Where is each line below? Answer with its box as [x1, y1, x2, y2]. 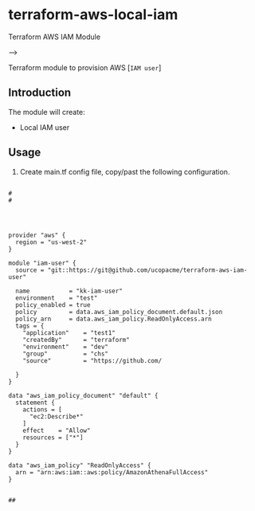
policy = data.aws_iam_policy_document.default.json [15, 308, 223, 316]
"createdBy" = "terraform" [22, 336, 130, 344]
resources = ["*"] [22, 433, 84, 442]
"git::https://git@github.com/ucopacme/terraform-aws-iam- [47, 265, 248, 274]
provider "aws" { [8, 231, 66, 239]
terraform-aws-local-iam [8, 6, 178, 24]
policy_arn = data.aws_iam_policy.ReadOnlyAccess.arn [15, 315, 213, 323]
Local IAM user [19, 122, 70, 132]
